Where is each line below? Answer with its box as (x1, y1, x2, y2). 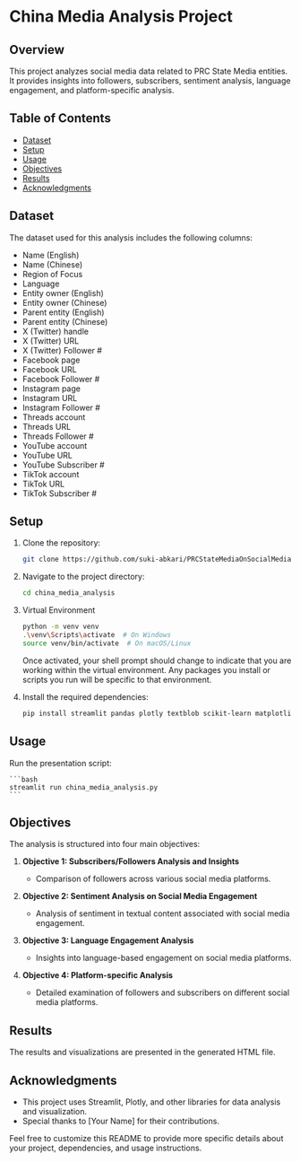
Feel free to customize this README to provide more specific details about (9, 1132, 284, 1143)
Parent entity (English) (21, 307, 105, 318)
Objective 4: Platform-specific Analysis (21, 970, 173, 981)
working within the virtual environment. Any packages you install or (21, 664, 271, 675)
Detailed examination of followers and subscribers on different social (35, 987, 290, 998)
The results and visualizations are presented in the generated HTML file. (9, 1047, 276, 1058)
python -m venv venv (21, 622, 99, 632)
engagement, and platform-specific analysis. (9, 85, 175, 95)
